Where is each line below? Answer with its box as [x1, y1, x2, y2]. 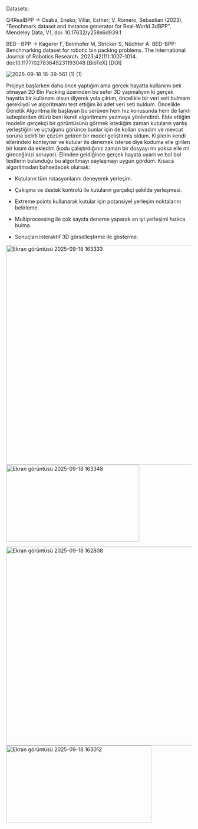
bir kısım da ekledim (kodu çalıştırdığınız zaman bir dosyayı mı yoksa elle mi [6, 145, 190, 152]
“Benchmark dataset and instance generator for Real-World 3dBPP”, [6, 23, 171, 30]
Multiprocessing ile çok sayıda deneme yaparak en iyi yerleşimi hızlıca [14, 215, 186, 222]
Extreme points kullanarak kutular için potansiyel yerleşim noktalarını [14, 198, 181, 205]
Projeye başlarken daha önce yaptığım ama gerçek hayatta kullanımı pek [6, 82, 181, 89]
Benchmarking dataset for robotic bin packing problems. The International [6, 47, 186, 54]
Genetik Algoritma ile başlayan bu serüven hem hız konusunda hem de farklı [6, 107, 191, 114]
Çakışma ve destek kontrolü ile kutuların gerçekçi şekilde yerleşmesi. [14, 186, 182, 194]
